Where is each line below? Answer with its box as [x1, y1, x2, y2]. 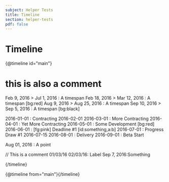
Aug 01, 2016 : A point [5, 142, 51, 148]
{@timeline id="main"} [5, 60, 52, 67]
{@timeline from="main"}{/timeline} [5, 171, 80, 177]
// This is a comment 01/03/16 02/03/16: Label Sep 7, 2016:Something [5, 151, 151, 158]
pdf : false [5, 21, 28, 27]
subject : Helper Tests [5, 7, 53, 13]
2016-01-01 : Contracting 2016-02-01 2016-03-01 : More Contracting [5, 115, 149, 122]
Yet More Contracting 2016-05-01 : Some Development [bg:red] [21, 121, 155, 127]
